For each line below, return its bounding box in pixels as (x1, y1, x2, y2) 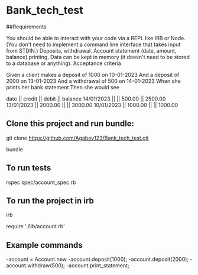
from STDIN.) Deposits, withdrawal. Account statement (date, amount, (6, 47, 177, 54)
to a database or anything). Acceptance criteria (6, 60, 121, 67)
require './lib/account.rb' (6, 223, 65, 230)
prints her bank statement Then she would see (6, 83, 120, 90)
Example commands (6, 240, 83, 250)
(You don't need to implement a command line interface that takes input (6, 41, 181, 48)
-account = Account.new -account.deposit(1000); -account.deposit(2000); (6, 255, 189, 263)
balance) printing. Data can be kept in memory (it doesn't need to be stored (6, 53, 190, 60)
